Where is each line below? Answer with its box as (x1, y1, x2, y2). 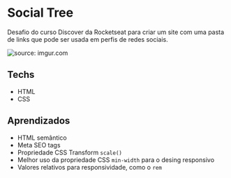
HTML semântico (17, 133, 68, 142)
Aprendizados (7, 115, 70, 127)
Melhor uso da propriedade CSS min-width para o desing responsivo (17, 155, 215, 164)
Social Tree (7, 5, 74, 21)
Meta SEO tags (17, 140, 61, 149)
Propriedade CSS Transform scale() (17, 148, 122, 156)
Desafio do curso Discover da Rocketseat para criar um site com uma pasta (7, 28, 225, 36)
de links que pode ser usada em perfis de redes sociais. (7, 35, 169, 43)
